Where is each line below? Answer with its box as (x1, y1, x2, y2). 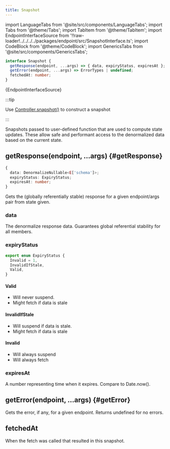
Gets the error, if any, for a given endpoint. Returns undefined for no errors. (5, 409, 164, 415)
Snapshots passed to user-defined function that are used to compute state (5, 126, 162, 132)
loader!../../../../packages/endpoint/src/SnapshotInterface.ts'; (5, 38, 134, 44)
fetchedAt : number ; (10, 72, 52, 78)
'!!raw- (70, 32, 84, 38)
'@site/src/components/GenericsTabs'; (5, 48, 88, 55)
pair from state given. (5, 199, 51, 205)
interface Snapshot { (5, 58, 52, 64)
